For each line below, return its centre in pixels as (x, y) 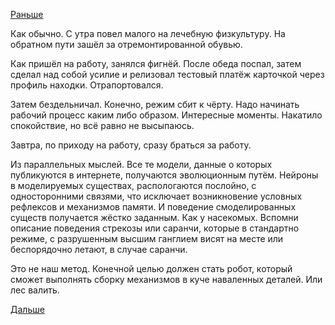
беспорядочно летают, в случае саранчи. (99, 249)
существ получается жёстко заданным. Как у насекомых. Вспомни (154, 217)
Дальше (27, 309)
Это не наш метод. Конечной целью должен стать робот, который (151, 268)
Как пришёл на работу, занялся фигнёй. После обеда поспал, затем (156, 63)
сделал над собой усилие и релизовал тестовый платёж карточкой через (167, 74)
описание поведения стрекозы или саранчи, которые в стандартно (155, 228)
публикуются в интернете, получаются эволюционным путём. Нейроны (164, 175)
